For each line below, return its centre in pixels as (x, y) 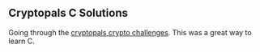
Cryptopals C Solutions (68, 13)
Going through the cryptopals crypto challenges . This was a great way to (130, 32)
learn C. (21, 41)
